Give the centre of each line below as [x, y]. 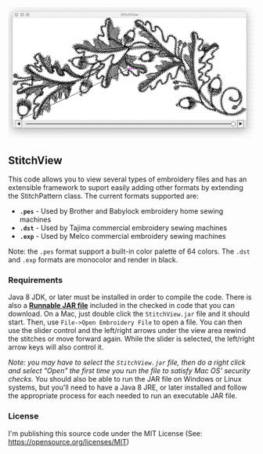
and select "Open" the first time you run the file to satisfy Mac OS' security [129, 371]
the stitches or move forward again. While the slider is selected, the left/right [131, 339]
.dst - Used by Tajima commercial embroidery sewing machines [123, 228]
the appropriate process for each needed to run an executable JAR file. [122, 396]
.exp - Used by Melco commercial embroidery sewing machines [122, 236]
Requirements [36, 280]
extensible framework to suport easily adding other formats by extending [126, 187]
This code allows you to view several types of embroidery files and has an [128, 179]
